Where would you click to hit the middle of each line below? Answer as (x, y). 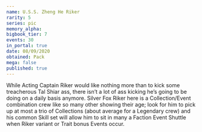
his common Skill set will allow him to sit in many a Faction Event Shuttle (96, 117)
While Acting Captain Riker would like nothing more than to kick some (93, 85)
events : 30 (20, 40)
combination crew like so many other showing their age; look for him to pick (101, 105)
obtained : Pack (25, 57)
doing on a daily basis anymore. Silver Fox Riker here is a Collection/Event (99, 98)
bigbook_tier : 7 (27, 35)
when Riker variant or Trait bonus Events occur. (66, 124)
